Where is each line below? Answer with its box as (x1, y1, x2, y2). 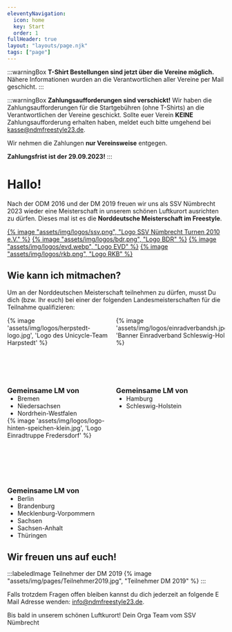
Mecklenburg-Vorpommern (17, 509, 95, 517)
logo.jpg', (7, 331, 34, 340)
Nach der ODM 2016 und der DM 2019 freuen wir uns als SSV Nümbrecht (7, 199, 215, 208)
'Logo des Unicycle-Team (35, 331, 108, 340)
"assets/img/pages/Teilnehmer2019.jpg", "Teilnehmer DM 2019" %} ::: (7, 577, 206, 586)
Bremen (17, 394, 40, 403)
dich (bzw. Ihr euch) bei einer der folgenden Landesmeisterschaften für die (7, 295, 221, 304)
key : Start (13, 23, 45, 30)
